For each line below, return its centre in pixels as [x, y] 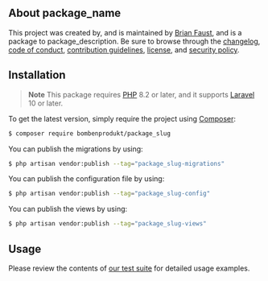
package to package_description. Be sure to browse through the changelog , [134, 41]
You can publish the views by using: [68, 209]
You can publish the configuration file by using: [87, 179]
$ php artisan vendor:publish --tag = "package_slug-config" [109, 194]
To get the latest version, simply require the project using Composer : [122, 118]
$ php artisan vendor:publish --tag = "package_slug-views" [107, 224]
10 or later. [45, 103]
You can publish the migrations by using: [76, 149]
